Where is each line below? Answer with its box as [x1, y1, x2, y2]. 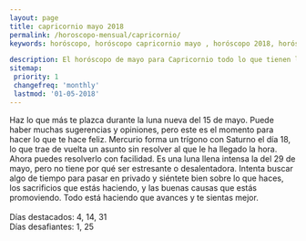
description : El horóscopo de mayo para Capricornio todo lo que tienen [9, 56, 291, 65]
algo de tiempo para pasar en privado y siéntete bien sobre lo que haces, [9, 173, 284, 183]
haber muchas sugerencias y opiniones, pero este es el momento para [9, 124, 274, 135]
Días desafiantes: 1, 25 [9, 221, 94, 232]
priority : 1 [13, 72, 59, 82]
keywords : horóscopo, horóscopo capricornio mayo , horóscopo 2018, [9, 38, 275, 48]
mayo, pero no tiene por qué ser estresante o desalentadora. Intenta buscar [9, 162, 293, 173]
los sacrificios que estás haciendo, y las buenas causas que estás [9, 182, 258, 193]
